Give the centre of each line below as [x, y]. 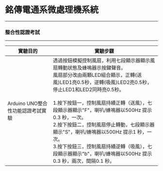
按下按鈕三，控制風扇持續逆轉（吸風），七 [105, 147]
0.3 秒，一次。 [70, 118]
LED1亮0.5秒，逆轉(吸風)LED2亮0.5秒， [106, 82]
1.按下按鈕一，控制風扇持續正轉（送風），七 [103, 103]
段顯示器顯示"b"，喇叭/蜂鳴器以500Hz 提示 [103, 154]
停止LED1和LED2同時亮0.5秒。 [89, 90]
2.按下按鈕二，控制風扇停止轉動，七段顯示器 [104, 125]
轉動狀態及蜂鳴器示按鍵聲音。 [92, 68]
